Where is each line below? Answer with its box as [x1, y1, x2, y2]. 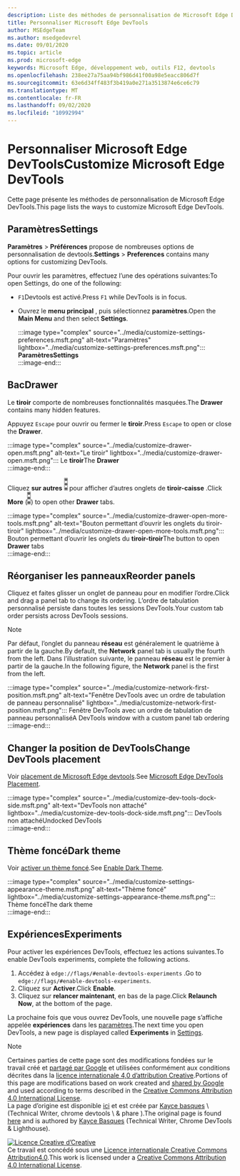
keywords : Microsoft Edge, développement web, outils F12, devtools [7, 64, 216, 71]
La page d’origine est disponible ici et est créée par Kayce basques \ [7, 1101, 209, 1110]
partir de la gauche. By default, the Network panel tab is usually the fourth [7, 647, 225, 655]
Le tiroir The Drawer [60, 456, 119, 464]
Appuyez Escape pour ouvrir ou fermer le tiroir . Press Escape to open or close [7, 419, 232, 428]
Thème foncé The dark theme [7, 900, 93, 908]
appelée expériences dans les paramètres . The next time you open [7, 1020, 204, 1029]
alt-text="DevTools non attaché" [52, 801, 148, 810]
